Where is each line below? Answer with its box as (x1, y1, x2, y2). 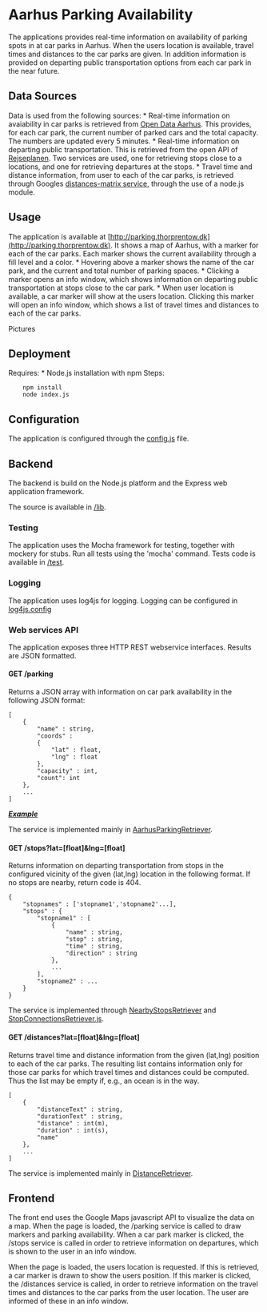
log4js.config (8, 604, 52, 614)
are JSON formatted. (8, 650, 77, 660)
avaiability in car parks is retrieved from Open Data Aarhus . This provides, (8, 119, 252, 129)
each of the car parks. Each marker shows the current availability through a (8, 248, 257, 258)
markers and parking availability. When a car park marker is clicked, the (8, 1229, 245, 1239)
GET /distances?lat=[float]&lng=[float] (8, 1032, 140, 1042)
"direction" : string (65, 949, 137, 958)
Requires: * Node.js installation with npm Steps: (8, 368, 165, 378)
